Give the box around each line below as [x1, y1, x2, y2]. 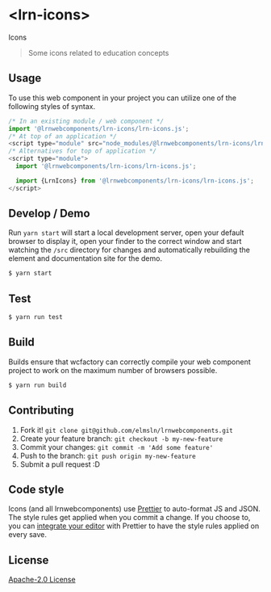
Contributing [8, 404, 74, 418]
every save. [8, 530, 47, 540]
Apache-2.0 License [8, 575, 76, 585]
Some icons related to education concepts [27, 48, 169, 57]
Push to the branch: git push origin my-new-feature [19, 451, 196, 460]
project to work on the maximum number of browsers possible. [8, 365, 218, 375]
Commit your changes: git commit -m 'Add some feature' [19, 442, 214, 451]
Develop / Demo [8, 207, 90, 220]
